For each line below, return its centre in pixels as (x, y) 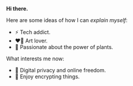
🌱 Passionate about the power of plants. (64, 47)
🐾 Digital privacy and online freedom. (60, 70)
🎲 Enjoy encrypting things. (47, 76)
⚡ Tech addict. (33, 32)
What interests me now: (35, 59)
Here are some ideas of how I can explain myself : (67, 20)
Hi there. (17, 9)
